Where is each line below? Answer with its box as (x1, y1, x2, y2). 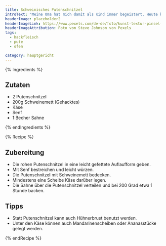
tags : (5, 30, 16, 35)
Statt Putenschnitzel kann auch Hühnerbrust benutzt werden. (12, 215, 137, 221)
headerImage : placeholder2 (5, 16, 61, 21)
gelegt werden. (12, 225, 43, 231)
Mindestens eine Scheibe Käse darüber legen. (12, 177, 107, 183)
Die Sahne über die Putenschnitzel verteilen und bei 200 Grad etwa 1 (12, 182, 153, 188)
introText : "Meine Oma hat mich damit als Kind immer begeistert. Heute (5, 12, 158, 17)
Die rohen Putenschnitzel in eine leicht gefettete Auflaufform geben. (12, 162, 151, 167)
